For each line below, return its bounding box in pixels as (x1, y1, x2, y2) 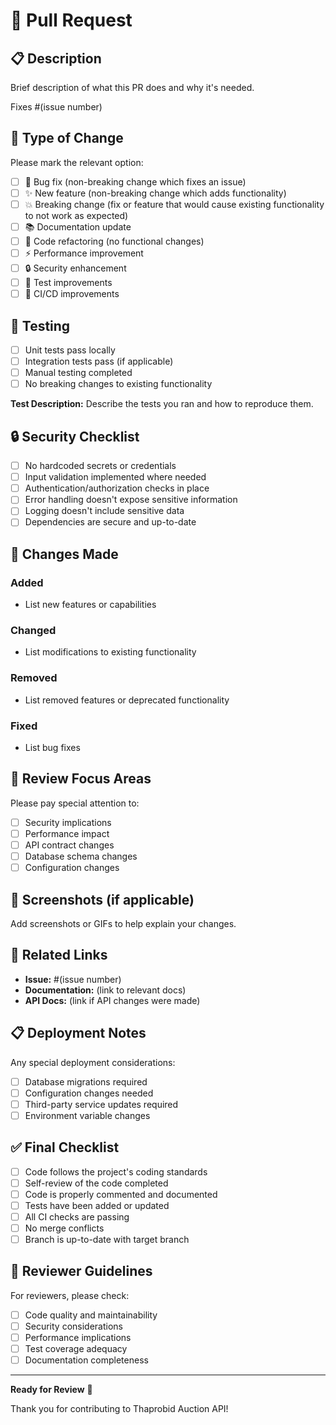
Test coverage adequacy (24, 1343, 128, 1355)
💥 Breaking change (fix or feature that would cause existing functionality (24, 198, 325, 210)
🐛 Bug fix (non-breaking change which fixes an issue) (24, 175, 247, 188)
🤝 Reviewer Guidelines (10, 1263, 153, 1280)
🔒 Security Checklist (10, 428, 140, 445)
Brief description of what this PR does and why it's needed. (10, 82, 255, 93)
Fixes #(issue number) (10, 101, 103, 113)
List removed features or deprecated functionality (24, 694, 230, 706)
